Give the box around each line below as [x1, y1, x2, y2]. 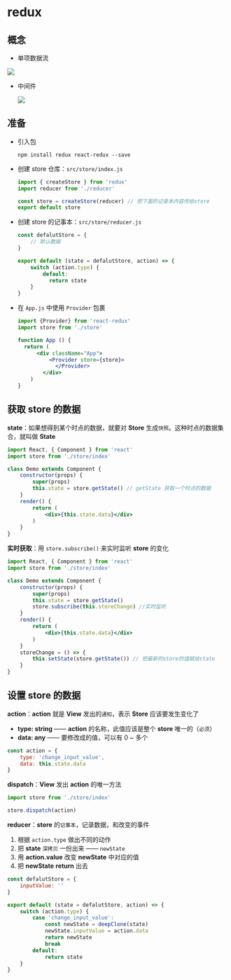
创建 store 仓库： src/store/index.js [17, 164, 123, 172]
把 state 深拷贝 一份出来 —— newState [17, 844, 125, 852]
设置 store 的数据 [7, 690, 81, 702]
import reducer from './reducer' [17, 185, 115, 192]
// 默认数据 [30, 238, 61, 245]
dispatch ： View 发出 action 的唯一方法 [7, 780, 122, 789]
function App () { [17, 336, 71, 343]
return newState [44, 934, 92, 941]
